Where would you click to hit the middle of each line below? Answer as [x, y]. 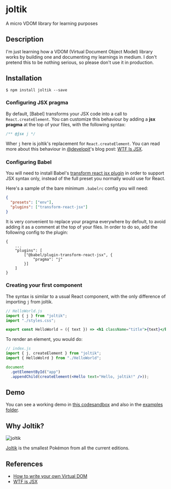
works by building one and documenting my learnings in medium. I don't [81, 57]
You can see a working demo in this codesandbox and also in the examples [84, 405]
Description [25, 39]
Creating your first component [44, 285]
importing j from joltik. [29, 302]
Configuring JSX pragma [37, 102]
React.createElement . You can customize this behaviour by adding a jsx [81, 119]
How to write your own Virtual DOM [50, 476]
